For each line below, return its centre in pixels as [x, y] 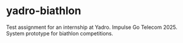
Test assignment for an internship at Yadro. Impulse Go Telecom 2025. [92, 27]
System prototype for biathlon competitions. [60, 33]
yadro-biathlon [44, 11]
